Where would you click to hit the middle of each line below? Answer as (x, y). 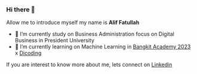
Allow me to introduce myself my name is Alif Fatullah (73, 23)
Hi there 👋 (21, 10)
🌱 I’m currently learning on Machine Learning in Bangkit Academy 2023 (103, 47)
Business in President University (54, 41)
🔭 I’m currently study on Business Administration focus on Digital (94, 34)
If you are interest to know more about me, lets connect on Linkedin (89, 64)
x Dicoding (28, 53)
